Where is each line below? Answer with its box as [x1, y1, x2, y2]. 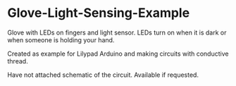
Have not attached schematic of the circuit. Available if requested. [7, 70, 199, 79]
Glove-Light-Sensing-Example [7, 5, 190, 21]
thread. [7, 56, 28, 65]
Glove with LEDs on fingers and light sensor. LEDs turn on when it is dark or [7, 28, 227, 37]
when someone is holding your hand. [7, 35, 115, 44]
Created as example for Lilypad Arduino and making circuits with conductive [7, 49, 229, 58]
